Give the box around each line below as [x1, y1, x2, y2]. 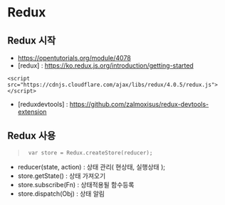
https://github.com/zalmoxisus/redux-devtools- [69, 100, 209, 108]
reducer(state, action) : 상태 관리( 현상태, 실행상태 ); [17, 162, 166, 171]
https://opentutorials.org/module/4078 [17, 54, 132, 62]
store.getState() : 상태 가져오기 [17, 172, 106, 180]
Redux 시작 [7, 34, 56, 46]
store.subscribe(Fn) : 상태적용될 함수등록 [17, 180, 135, 189]
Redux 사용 [7, 130, 56, 142]
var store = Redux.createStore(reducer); [28, 149, 153, 157]
